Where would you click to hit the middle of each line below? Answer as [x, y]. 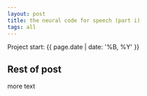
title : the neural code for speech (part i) [74, 20]
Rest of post [35, 69]
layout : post [27, 14]
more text [21, 86]
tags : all [22, 27]
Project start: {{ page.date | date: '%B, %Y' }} [73, 47]
